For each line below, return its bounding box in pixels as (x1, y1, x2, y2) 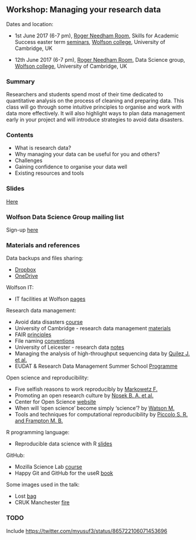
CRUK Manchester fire (14, 499, 70, 506)
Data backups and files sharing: (6, 255, 84, 262)
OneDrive (14, 273, 38, 280)
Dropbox (14, 266, 37, 273)
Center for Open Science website (14, 398, 97, 406)
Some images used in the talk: (6, 481, 80, 488)
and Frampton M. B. (14, 417, 63, 424)
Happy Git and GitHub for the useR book (14, 469, 114, 477)
